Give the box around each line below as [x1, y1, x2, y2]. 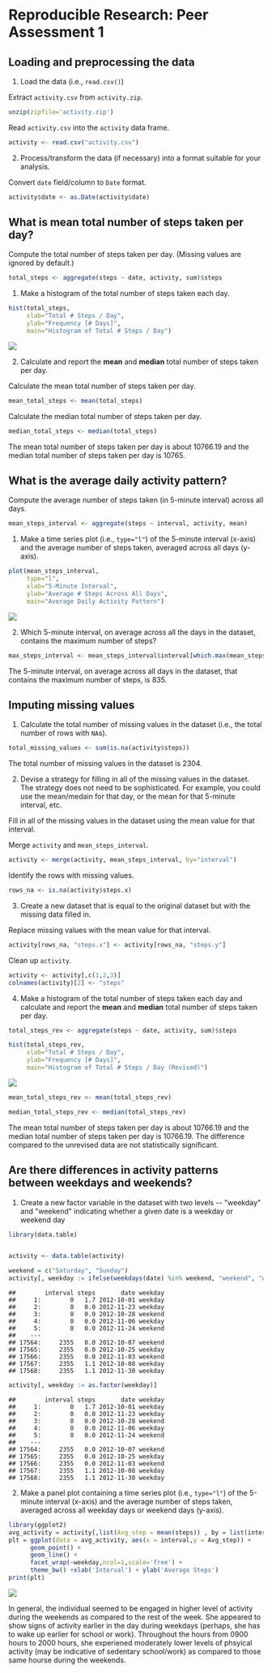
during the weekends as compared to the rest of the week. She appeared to [8, 1611, 261, 1622]
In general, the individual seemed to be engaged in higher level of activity [8, 1603, 253, 1613]
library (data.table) [8, 1230, 79, 1239]
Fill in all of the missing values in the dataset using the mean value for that [8, 816, 255, 826]
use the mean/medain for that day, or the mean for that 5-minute [19, 792, 236, 802]
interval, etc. [19, 800, 62, 810]
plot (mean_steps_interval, [8, 567, 100, 575]
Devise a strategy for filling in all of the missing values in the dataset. [19, 774, 250, 784]
